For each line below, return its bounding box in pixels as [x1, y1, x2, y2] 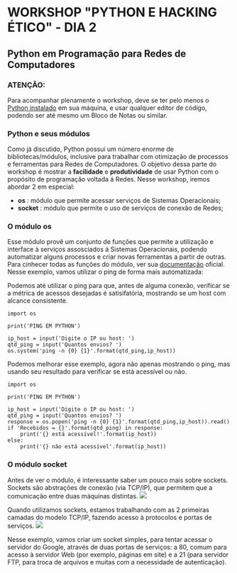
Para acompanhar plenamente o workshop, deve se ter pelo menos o [7, 96, 209, 104]
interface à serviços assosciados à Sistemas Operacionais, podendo [7, 245, 208, 254]
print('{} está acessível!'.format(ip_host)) [20, 430, 158, 438]
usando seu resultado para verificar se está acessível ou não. [7, 367, 187, 376]
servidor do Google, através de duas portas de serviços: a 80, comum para [7, 543, 227, 551]
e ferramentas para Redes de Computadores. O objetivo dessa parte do [7, 160, 217, 169]
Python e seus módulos [7, 128, 90, 138]
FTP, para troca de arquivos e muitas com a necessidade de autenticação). [7, 557, 227, 566]
